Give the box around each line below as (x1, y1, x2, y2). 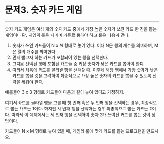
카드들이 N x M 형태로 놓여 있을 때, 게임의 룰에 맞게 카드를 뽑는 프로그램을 (5, 128, 145, 134)
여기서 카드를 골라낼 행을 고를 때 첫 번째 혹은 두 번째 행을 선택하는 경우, (5, 99, 140, 105)
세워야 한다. (21, 79, 44, 85)
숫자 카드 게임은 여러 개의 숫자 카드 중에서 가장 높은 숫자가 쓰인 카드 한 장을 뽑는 (5, 26, 157, 32)
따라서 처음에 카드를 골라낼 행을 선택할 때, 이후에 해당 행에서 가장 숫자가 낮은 (12, 67, 158, 72)
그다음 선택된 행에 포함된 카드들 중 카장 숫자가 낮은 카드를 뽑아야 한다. (12, 60, 145, 66)
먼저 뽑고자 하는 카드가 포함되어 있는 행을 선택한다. (12, 54, 109, 60)
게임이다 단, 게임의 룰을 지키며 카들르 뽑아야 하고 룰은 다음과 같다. (5, 32, 130, 38)
